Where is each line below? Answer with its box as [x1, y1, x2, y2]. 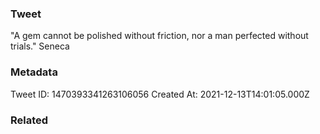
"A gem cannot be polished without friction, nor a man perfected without [10, 30, 309, 42]
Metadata [10, 65, 58, 79]
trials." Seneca [10, 40, 70, 52]
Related [10, 113, 49, 127]
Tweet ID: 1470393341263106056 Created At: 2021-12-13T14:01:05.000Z [10, 88, 310, 100]
